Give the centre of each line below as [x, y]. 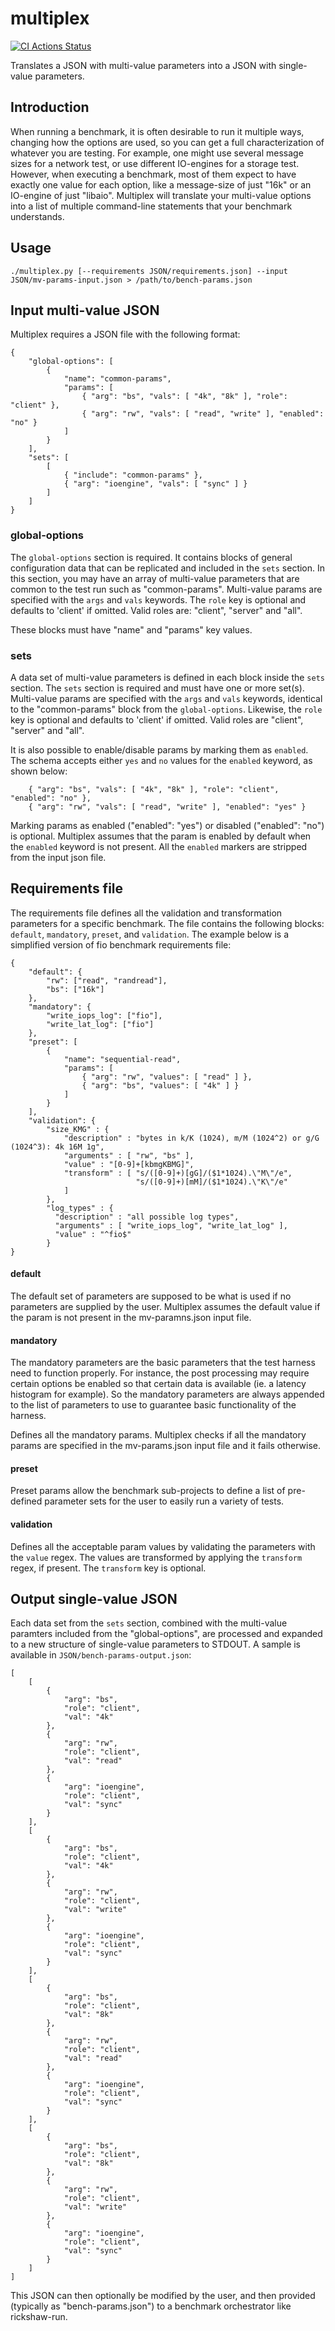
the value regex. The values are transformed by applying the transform [156, 1557]
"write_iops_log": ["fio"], [104, 1015]
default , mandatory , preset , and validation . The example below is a [150, 934]
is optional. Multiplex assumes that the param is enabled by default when [161, 836]
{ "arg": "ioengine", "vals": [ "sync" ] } [155, 484]
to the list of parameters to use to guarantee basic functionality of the [153, 1405]
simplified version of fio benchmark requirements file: [121, 944]
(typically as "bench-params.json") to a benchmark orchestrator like [151, 2306]
